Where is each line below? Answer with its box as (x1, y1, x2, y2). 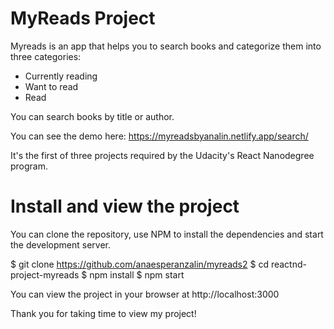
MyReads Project (10, 7, 156, 30)
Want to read (24, 80, 79, 92)
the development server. (10, 238, 111, 251)
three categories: (10, 50, 82, 62)
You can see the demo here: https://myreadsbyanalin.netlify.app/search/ (10, 130, 309, 142)
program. (10, 160, 49, 172)
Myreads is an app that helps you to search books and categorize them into (10, 40, 322, 52)
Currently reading (24, 70, 98, 82)
